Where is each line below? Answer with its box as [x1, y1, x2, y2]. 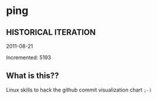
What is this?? [6, 71, 59, 81]
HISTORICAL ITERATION [6, 27, 96, 37]
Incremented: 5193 [6, 54, 52, 61]
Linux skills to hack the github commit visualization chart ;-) [6, 86, 152, 93]
